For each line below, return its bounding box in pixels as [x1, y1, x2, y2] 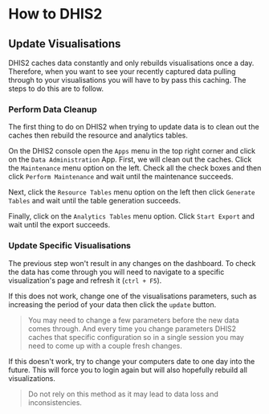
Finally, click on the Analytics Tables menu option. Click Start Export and [8, 211, 255, 221]
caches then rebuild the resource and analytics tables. [8, 130, 189, 141]
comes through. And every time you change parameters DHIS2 [27, 323, 237, 334]
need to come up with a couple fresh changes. [27, 341, 182, 350]
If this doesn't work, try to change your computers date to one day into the [8, 356, 255, 366]
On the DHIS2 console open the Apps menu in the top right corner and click [8, 146, 256, 156]
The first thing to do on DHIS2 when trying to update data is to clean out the [8, 122, 259, 132]
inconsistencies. [27, 397, 83, 407]
